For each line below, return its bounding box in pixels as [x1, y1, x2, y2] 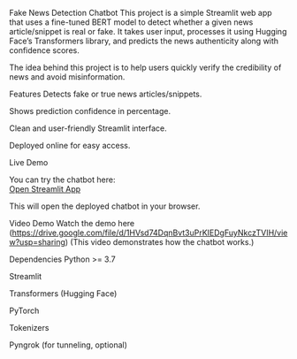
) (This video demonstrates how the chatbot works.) [65, 237, 255, 247]
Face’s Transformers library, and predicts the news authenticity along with [9, 35, 279, 46]
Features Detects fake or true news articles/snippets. [9, 88, 202, 99]
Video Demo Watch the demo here [9, 218, 135, 228]
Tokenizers [9, 323, 49, 332]
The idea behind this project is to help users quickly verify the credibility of [9, 62, 282, 73]
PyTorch [9, 305, 40, 316]
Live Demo [9, 157, 49, 167]
